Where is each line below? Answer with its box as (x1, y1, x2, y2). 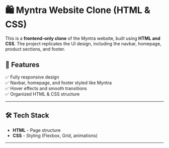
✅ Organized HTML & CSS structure (5, 91, 80, 97)
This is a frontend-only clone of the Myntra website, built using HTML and (5, 35, 161, 41)
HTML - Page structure (12, 127, 61, 133)
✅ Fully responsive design (5, 74, 59, 80)
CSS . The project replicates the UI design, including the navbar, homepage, (5, 40, 162, 46)
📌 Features (5, 60, 40, 69)
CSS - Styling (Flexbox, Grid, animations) (12, 132, 98, 138)
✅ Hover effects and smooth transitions (5, 85, 87, 91)
